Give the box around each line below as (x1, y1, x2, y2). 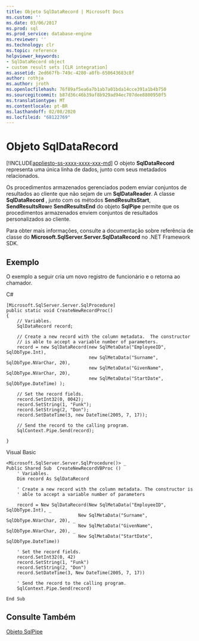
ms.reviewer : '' (6, 36, 46, 42)
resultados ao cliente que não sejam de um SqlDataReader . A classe (6, 190, 175, 198)
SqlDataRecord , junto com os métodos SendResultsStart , (6, 196, 151, 204)
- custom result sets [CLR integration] (6, 64, 108, 70)
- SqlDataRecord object (6, 58, 66, 64)
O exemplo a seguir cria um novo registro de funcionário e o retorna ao (6, 273, 181, 280)
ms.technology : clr (6, 42, 55, 48)
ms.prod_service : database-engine (6, 31, 92, 37)
